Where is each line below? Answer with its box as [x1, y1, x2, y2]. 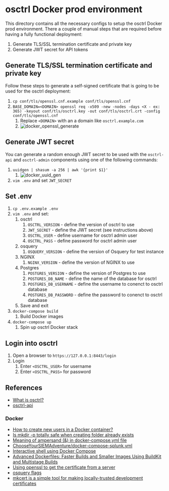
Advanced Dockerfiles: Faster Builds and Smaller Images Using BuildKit [12, 453, 162, 459]
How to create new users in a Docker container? [12, 426, 113, 433]
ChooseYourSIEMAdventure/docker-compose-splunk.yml [12, 443, 133, 449]
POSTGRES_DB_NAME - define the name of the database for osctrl [27, 275, 157, 282]
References [5, 383, 43, 392]
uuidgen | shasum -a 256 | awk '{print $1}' [12, 167, 108, 172]
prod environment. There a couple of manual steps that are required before [5, 25, 162, 32]
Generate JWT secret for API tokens [12, 46, 89, 52]
